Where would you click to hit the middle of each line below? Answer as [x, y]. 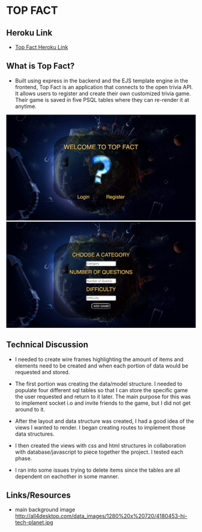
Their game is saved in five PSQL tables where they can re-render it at [102, 99]
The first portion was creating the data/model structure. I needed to [99, 384]
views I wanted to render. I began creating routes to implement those [100, 427]
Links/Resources [38, 496]
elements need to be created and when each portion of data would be [101, 366]
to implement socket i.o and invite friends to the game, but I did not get [103, 403]
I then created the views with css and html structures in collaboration [100, 445]
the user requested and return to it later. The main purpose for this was [103, 396]
